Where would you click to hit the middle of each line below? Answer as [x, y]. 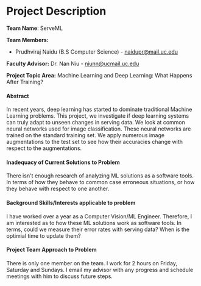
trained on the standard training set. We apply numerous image [86, 135]
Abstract [18, 96]
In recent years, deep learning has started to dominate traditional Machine [99, 109]
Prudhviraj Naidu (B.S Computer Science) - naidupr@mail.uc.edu [97, 52]
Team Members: [27, 40]
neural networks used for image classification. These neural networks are [99, 129]
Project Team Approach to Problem [52, 250]
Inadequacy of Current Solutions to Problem [63, 162]
